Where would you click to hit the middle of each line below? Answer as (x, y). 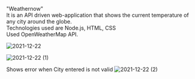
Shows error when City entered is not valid (60, 69)
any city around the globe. (39, 21)
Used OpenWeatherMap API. (42, 34)
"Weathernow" (25, 9)
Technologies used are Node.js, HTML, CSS (61, 28)
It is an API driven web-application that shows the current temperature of (98, 15)
